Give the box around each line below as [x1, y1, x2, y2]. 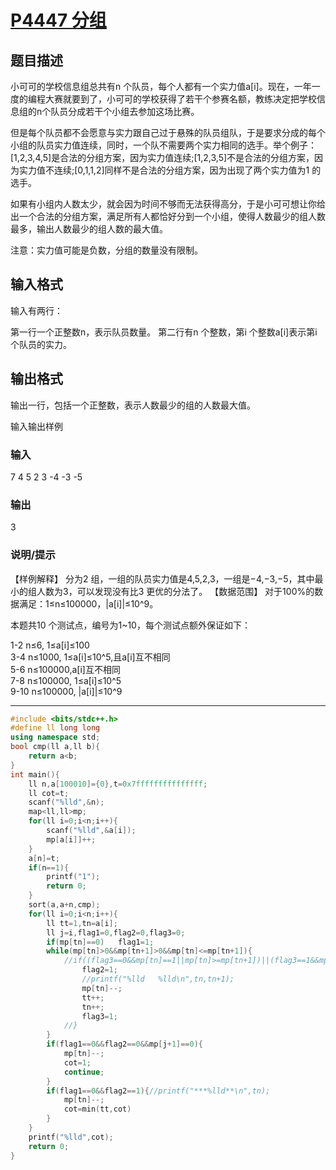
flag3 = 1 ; [81, 1011, 118, 1021]
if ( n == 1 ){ [28, 862, 70, 873]
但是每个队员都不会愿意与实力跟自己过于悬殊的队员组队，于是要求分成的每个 [10, 127, 326, 138]
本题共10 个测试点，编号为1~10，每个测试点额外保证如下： [10, 619, 251, 631]
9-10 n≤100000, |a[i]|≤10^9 [10, 685, 123, 697]
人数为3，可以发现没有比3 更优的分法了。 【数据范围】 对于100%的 [36, 585, 315, 597]
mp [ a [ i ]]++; [46, 834, 97, 845]
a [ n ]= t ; [28, 853, 60, 863]
